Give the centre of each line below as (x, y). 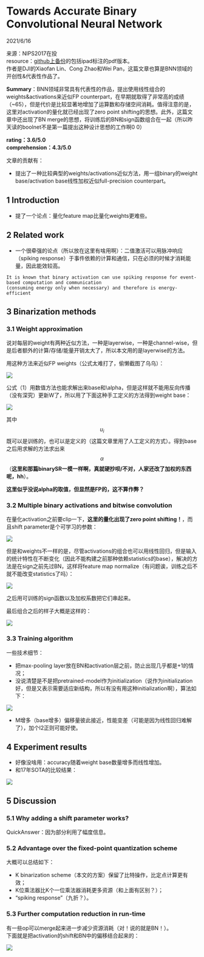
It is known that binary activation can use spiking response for (92, 277)
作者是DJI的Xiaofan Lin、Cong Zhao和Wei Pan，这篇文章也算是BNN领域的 (100, 69)
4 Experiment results (47, 747)
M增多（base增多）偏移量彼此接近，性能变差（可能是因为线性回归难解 (104, 720)
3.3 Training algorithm (40, 638)
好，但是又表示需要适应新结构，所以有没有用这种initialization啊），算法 (103, 688)
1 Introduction (33, 201)
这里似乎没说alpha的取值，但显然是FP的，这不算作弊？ (75, 489)
